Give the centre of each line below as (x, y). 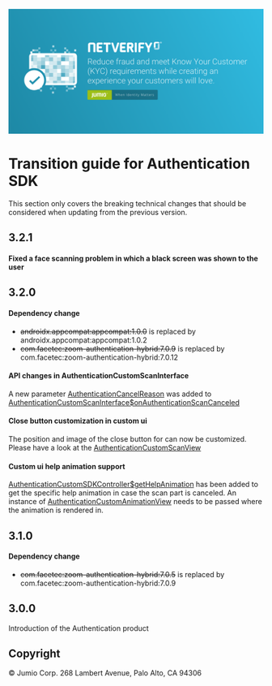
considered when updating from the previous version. (98, 213)
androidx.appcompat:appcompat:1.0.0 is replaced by (108, 331)
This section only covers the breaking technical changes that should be (127, 204)
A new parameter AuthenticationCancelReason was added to (110, 394)
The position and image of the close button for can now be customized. (127, 439)
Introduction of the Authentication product (79, 628)
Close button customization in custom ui (78, 421)
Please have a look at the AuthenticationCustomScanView (105, 448)
